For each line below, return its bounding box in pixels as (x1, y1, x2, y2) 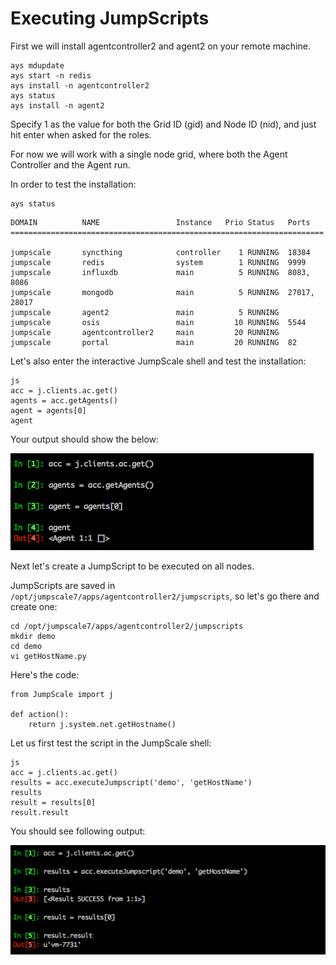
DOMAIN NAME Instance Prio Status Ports (10, 217, 311, 227)
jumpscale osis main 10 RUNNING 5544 (10, 317, 307, 327)
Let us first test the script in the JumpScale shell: (10, 737, 212, 749)
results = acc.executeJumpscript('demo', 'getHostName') (10, 777, 253, 787)
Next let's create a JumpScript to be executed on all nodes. (10, 560, 255, 572)
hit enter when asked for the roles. (10, 128, 152, 141)
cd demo (10, 641, 43, 651)
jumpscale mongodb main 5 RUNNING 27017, (10, 287, 315, 297)
